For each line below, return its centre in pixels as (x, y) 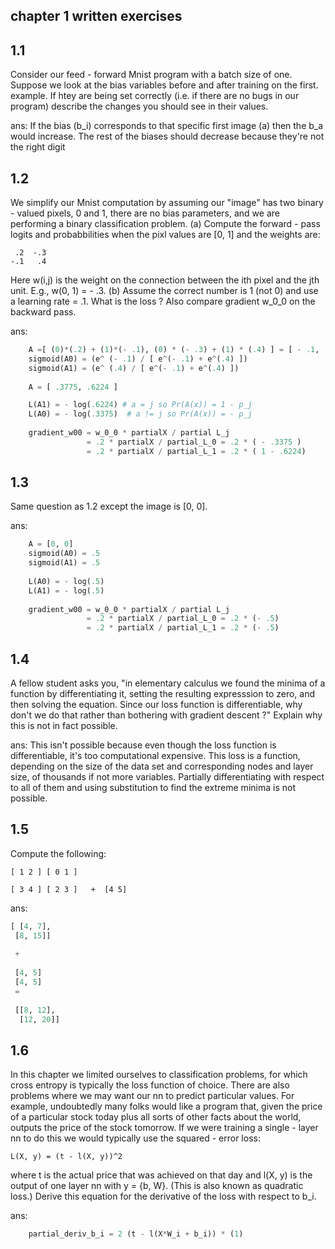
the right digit (38, 147)
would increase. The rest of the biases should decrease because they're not (167, 136)
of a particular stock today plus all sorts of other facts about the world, (156, 1117)
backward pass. (43, 312)
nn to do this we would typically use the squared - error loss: (135, 1138)
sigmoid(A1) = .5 (64, 563)
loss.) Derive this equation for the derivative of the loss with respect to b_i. (163, 1196)
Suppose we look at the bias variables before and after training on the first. (164, 85)
